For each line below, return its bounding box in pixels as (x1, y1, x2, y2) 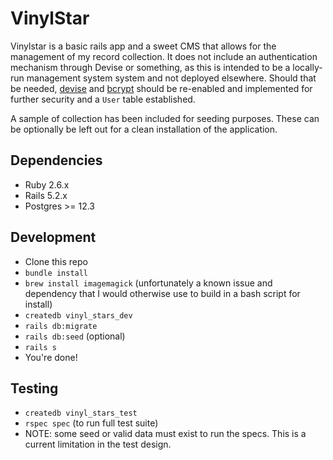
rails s (24, 342, 57, 352)
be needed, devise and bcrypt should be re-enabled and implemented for (10, 82, 313, 94)
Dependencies (10, 152, 103, 169)
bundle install (24, 268, 89, 278)
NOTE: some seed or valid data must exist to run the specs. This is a (24, 428, 307, 440)
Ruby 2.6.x (24, 178, 70, 191)
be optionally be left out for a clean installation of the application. (10, 123, 278, 135)
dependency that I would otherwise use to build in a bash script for (24, 287, 301, 299)
